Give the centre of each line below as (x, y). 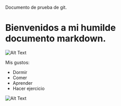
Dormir (20, 72)
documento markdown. (56, 39)
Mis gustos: (17, 62)
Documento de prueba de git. (36, 7)
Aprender (23, 83)
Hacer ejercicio (28, 88)
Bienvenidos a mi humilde (60, 28)
